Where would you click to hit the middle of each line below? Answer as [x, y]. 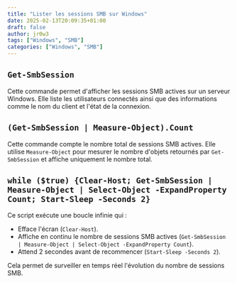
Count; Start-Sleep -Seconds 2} [79, 199]
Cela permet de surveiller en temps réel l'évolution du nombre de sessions [116, 266]
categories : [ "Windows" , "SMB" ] [55, 47]
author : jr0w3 [28, 34]
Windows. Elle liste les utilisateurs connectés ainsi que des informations [112, 98]
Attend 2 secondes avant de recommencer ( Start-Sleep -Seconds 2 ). [119, 252]
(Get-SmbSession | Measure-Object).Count [100, 128]
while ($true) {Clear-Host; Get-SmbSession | [110, 181]
